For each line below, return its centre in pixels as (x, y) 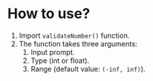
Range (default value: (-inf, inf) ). (88, 68)
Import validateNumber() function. (74, 35)
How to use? (49, 14)
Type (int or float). (60, 61)
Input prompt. (53, 52)
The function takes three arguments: (78, 43)
